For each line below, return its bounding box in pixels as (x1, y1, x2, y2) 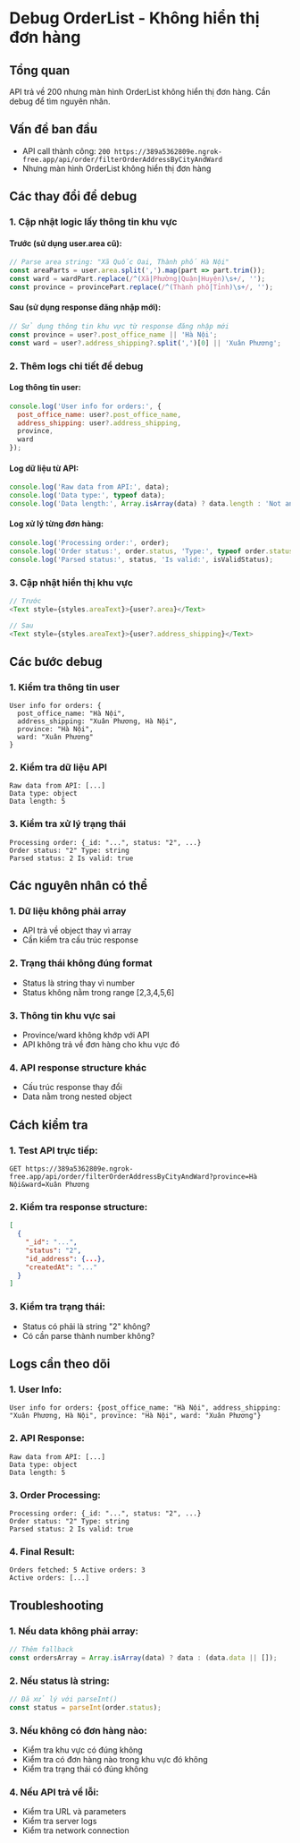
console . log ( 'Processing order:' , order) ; (9, 539, 170, 548)
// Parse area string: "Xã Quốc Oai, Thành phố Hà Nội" (9, 258, 229, 267)
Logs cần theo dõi (9, 1356, 111, 1372)
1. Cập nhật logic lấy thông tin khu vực (9, 216, 178, 228)
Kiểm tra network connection (21, 1825, 129, 1836)
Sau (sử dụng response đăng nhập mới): (9, 302, 162, 312)
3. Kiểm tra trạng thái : (9, 1301, 105, 1313)
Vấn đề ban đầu (9, 122, 98, 137)
